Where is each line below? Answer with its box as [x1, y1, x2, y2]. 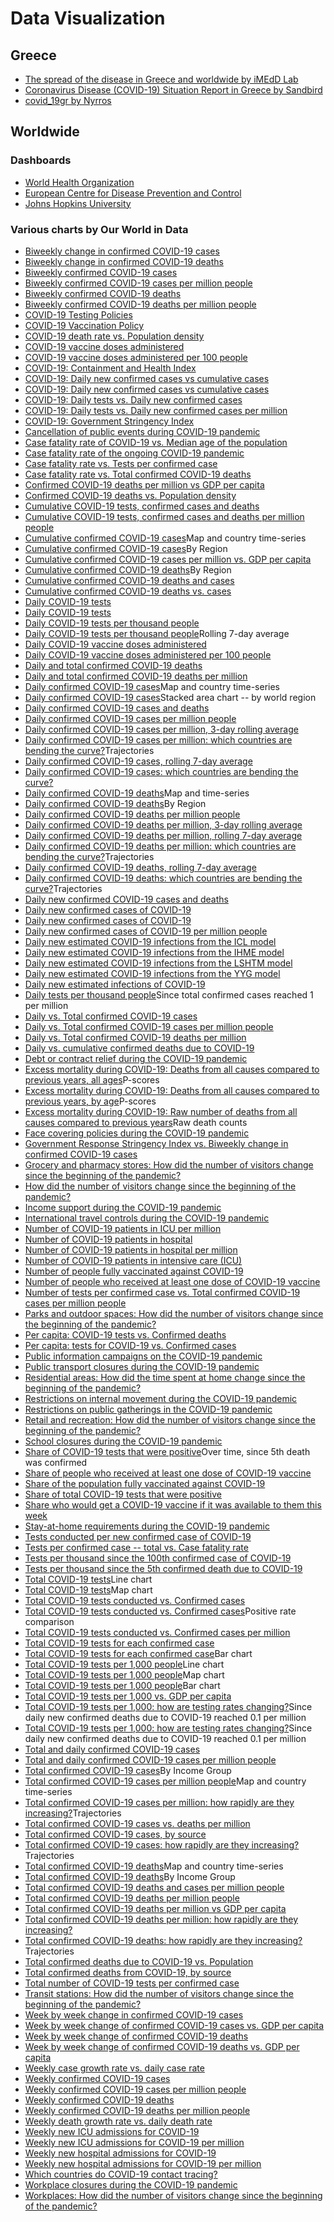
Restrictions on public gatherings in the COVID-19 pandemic [24, 1403, 273, 1415]
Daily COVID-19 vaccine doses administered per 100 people [24, 648, 272, 661]
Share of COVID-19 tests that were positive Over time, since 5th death [24, 1445, 311, 1457]
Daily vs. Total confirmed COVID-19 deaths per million [24, 1031, 247, 1043]
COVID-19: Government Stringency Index [24, 415, 195, 427]
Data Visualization [10, 7, 166, 30]
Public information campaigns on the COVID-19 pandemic [24, 1350, 263, 1362]
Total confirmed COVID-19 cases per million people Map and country [24, 1775, 307, 1787]
